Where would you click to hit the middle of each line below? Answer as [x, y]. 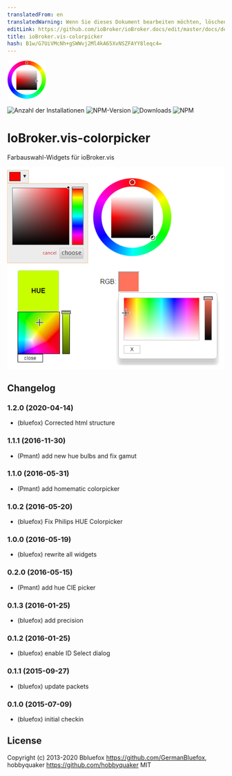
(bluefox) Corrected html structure [66, 423]
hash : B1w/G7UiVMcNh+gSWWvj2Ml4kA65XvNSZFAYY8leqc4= [85, 44]
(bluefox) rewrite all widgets [57, 554]
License [25, 741]
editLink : [21, 29]
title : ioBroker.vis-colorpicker [55, 37]
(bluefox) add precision [50, 621]
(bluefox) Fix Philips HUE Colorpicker [70, 522]
